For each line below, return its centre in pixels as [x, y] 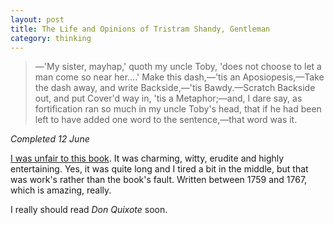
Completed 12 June [50, 139]
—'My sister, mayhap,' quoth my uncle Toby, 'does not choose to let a [178, 67]
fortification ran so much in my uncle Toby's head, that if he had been [178, 109]
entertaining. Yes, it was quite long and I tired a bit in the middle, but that [159, 169]
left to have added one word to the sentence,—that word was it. [166, 120]
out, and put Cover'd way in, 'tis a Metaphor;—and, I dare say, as [168, 98]
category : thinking [51, 38]
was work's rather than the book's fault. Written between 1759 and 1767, [159, 180]
